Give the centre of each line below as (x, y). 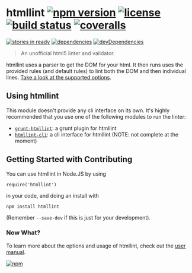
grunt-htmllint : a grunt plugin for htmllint (65, 128)
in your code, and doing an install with (53, 195)
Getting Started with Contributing (69, 159)
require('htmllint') (32, 185)
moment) (26, 141)
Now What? (23, 233)
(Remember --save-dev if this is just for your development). (79, 217)
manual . (16, 252)
